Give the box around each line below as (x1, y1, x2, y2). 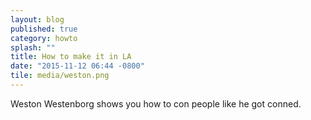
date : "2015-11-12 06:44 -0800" (10, 61, 145, 71)
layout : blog (10, 14, 65, 25)
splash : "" (10, 42, 56, 53)
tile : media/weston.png (10, 71, 110, 81)
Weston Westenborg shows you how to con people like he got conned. (10, 97, 302, 110)
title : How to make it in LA (10, 52, 132, 62)
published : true (10, 24, 78, 34)
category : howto (10, 33, 78, 43)
